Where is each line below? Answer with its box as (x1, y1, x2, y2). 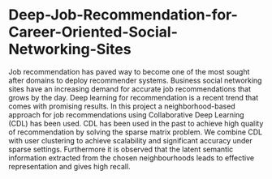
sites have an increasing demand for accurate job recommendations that (8, 83, 252, 94)
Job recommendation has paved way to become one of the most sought (8, 66, 250, 76)
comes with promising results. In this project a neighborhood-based (8, 101, 235, 111)
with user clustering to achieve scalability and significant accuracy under (8, 135, 253, 145)
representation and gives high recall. (8, 161, 132, 171)
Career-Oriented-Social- (8, 23, 179, 41)
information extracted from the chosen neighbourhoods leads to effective (8, 152, 254, 163)
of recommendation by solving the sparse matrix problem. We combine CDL (8, 127, 263, 137)
